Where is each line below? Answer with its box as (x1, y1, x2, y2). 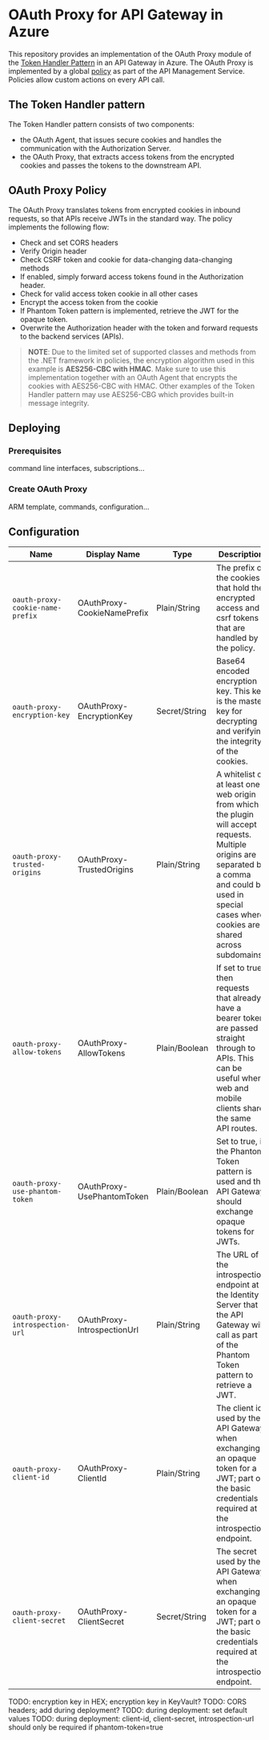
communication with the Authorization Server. (19, 143, 171, 153)
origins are (215, 849, 257, 860)
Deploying (8, 421, 61, 435)
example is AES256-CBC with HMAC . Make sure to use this (27, 363, 227, 374)
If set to (215, 963, 245, 974)
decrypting (215, 716, 258, 727)
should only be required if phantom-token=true (8, 1722, 164, 1732)
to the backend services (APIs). (19, 331, 124, 341)
